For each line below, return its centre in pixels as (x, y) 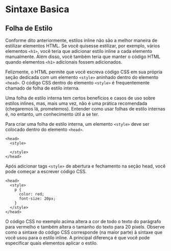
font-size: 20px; (37, 199)
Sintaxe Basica (38, 9)
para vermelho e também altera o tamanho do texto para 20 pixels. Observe (85, 227)
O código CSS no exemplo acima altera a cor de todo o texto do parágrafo (83, 221)
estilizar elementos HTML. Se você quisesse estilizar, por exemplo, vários (83, 46)
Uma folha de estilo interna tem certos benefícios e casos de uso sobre (80, 98)
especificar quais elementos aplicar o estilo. (52, 243)
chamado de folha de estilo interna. (43, 88)
